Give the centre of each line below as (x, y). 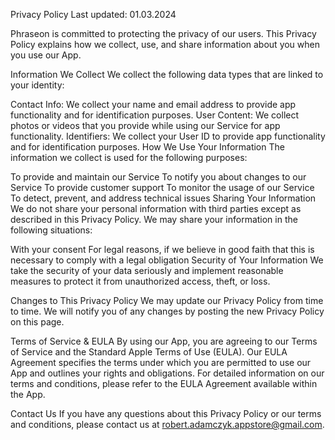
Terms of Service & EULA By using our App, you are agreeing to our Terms (164, 341)
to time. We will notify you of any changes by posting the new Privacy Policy (167, 311)
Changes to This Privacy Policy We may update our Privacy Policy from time (167, 300)
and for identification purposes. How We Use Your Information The (147, 147)
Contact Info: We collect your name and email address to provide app (153, 104)
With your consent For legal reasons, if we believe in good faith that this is (162, 249)
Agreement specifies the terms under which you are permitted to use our (161, 362)
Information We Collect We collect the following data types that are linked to (167, 74)
